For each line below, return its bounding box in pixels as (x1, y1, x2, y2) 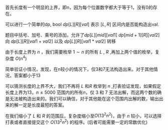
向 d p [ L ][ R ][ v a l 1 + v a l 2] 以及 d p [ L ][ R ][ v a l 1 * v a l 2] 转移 (5, 38, 116, 44)
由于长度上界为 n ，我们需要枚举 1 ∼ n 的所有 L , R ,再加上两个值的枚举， (5, 49, 155, 55)
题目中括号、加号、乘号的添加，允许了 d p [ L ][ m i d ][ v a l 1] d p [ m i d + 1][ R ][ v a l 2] (5, 32, 160, 38)
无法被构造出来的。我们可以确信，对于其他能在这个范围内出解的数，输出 (9, 95, 159, 101)
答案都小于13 (14, 72, 41, 78)
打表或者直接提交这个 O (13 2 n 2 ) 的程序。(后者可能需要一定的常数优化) (5, 118, 148, 125)
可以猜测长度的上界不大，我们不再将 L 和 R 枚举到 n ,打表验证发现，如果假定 (5, 83, 161, 89)
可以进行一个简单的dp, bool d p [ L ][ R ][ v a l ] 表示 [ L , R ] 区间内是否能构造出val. (5, 22, 159, 27)
